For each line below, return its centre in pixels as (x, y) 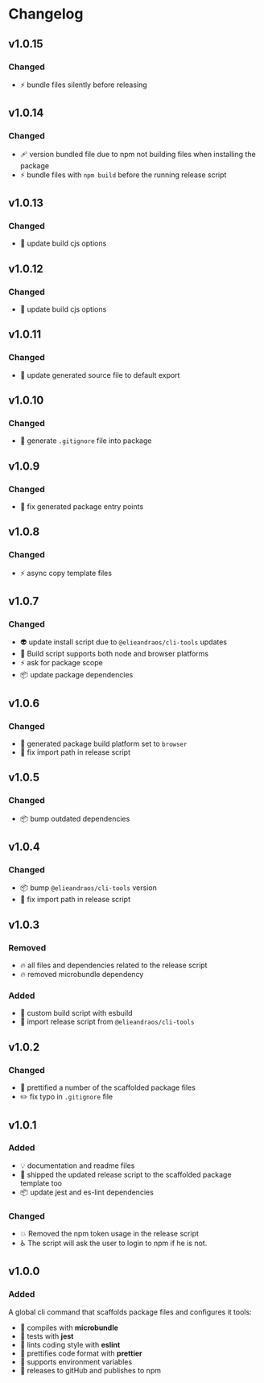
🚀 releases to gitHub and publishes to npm (90, 1370)
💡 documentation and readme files (77, 1166)
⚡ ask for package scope (61, 663)
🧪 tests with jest (47, 1336)
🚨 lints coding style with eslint (70, 1344)
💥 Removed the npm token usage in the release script (109, 1234)
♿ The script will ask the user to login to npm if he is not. (113, 1243)
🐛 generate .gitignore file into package (86, 441)
